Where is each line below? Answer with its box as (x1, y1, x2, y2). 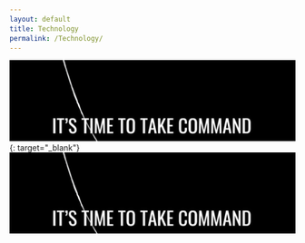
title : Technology (9, 24, 79, 34)
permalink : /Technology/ (9, 34, 103, 43)
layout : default (9, 15, 71, 24)
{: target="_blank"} (9, 142, 80, 153)
